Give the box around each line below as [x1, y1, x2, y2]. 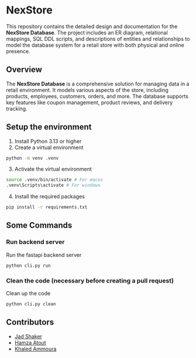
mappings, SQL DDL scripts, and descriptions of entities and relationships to [6, 35, 190, 42]
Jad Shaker [14, 333, 43, 340]
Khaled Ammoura [14, 345, 57, 352]
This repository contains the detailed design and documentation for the [6, 23, 178, 30]
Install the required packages [14, 193, 85, 200]
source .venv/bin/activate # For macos [6, 177, 104, 183]
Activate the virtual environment [14, 166, 92, 173]
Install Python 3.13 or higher [14, 137, 82, 144]
